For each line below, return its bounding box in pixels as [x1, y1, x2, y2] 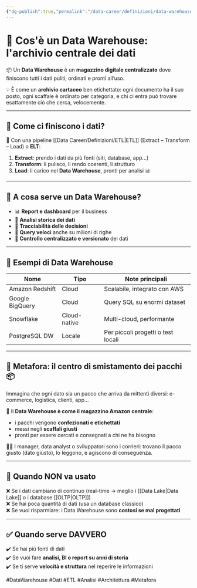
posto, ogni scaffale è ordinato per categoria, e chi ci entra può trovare [6, 92, 177, 100]
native [61, 319, 79, 326]
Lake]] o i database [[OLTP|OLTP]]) [6, 494, 91, 501]
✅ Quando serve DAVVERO [6, 529, 107, 540]
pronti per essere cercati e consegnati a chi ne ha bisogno [14, 431, 156, 438]
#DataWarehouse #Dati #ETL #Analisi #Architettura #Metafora [6, 576, 157, 584]
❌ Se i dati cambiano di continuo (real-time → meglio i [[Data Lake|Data [6, 487, 179, 494]
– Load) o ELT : [6, 143, 41, 150]
